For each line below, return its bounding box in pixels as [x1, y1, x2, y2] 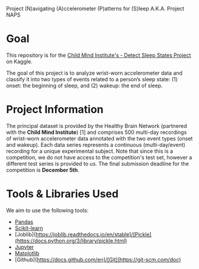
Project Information [6, 103, 104, 116]
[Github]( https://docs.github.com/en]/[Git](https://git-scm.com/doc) [14, 256, 181, 263]
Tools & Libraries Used [6, 187, 119, 201]
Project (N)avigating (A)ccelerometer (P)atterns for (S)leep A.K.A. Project [6, 5, 185, 12]
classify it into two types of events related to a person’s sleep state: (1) [6, 75, 178, 82]
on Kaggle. [6, 57, 33, 65]
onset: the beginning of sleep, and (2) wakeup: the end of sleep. [6, 82, 163, 89]
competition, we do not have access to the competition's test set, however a [6, 153, 192, 161]
